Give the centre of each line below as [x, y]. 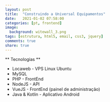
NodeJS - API [26, 84]
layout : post [18, 9]
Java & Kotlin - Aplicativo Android [46, 94]
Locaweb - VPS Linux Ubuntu [42, 69]
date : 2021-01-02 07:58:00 [35, 18]
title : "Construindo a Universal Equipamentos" [55, 14]
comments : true [20, 41]
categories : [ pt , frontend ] [34, 23]
